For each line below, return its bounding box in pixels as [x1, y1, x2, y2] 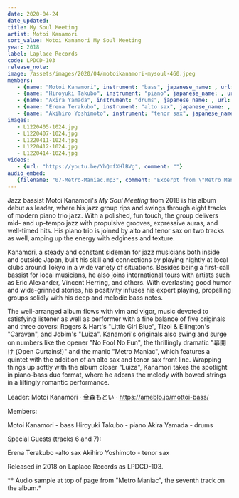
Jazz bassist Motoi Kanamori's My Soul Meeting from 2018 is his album [7, 195, 217, 204]
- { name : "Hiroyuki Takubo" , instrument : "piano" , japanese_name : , [16, 90, 225, 97]
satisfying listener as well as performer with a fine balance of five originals [7, 315, 225, 323]
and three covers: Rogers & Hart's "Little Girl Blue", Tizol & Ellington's [7, 322, 210, 330]
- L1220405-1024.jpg [16, 123, 78, 131]
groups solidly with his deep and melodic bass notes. [7, 293, 164, 302]
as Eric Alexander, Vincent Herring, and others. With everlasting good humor [7, 278, 232, 286]
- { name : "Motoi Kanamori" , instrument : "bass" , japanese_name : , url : [16, 83, 234, 91]
